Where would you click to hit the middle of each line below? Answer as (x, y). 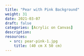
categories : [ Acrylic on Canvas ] (39, 28)
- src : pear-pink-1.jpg (33, 41)
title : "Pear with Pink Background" (42, 9)
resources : (16, 37)
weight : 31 (16, 14)
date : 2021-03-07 (23, 19)
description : (18, 32)
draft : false (18, 23)
